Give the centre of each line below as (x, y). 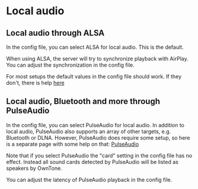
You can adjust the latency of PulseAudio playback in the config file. (89, 179)
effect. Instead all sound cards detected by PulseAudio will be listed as (92, 162)
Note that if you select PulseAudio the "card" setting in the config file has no (99, 155)
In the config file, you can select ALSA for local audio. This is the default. (95, 47)
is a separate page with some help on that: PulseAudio (73, 144)
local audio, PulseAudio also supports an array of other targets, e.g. (89, 131)
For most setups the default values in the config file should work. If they (94, 76)
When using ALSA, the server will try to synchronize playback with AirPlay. (97, 59)
